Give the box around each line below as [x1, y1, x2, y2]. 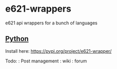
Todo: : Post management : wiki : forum [5, 58, 87, 64]
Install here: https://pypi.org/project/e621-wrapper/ [5, 48, 112, 54]
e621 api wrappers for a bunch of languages [5, 20, 98, 26]
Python [5, 34, 29, 43]
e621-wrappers [5, 3, 71, 15]
